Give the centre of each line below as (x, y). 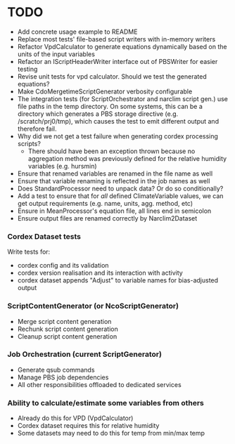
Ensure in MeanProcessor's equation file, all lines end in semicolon (114, 211)
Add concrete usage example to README (77, 32)
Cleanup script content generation (67, 336)
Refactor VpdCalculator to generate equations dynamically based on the (122, 46)
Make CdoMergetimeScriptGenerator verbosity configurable (105, 91)
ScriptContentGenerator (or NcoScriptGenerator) (93, 306)
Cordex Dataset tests (44, 236)
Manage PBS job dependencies (63, 377)
